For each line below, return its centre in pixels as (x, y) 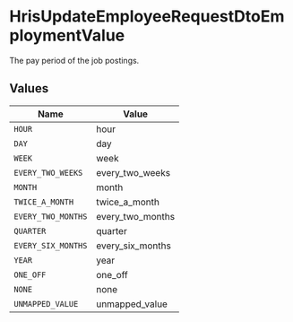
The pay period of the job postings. (74, 60)
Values (29, 88)
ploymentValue (67, 35)
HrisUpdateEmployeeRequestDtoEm (147, 17)
